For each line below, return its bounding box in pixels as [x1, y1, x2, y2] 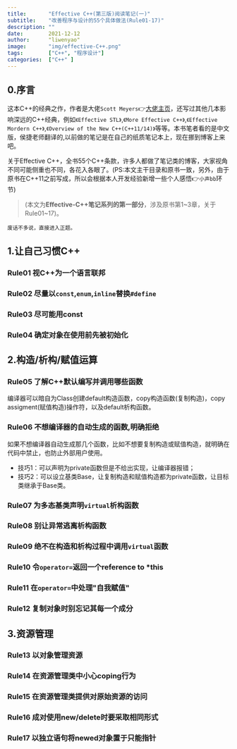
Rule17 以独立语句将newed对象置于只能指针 [7, 733, 157, 743]
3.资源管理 [7, 628, 54, 640]
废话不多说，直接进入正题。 [7, 224, 76, 231]
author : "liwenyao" [7, 37, 80, 44]
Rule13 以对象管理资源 [7, 650, 83, 660]
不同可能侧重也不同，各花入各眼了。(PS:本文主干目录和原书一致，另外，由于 [7, 165, 230, 173]
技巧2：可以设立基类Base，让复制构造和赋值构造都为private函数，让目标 [17, 472, 229, 481]
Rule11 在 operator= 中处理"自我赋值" [7, 583, 130, 593]
